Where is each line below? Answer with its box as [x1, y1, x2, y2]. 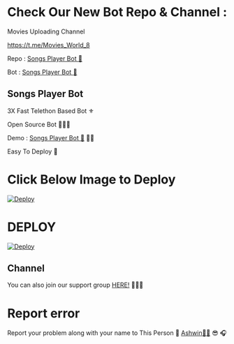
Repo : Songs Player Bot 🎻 [7, 54, 82, 63]
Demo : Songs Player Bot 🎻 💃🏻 [7, 133, 94, 142]
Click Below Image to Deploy [7, 172, 176, 187]
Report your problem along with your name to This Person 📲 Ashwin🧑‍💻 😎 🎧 [7, 329, 227, 337]
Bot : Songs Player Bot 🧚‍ [7, 68, 78, 76]
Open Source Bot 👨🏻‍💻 [7, 120, 71, 128]
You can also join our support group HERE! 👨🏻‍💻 [7, 281, 144, 290]
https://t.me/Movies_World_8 [7, 40, 90, 49]
